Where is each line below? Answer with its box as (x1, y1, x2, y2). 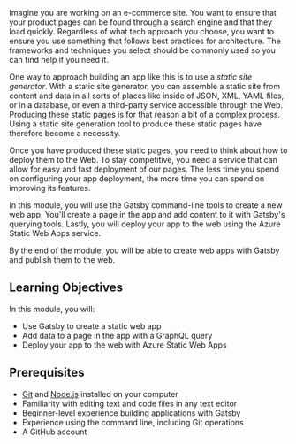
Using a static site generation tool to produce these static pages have (9, 119, 262, 129)
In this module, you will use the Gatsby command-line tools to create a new (9, 200, 283, 211)
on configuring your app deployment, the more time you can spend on (9, 173, 265, 184)
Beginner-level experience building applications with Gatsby (21, 407, 241, 418)
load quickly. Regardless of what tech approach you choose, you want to (9, 27, 275, 36)
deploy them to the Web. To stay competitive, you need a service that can (9, 155, 278, 165)
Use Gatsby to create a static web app (21, 320, 162, 331)
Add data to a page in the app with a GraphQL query (21, 330, 213, 341)
